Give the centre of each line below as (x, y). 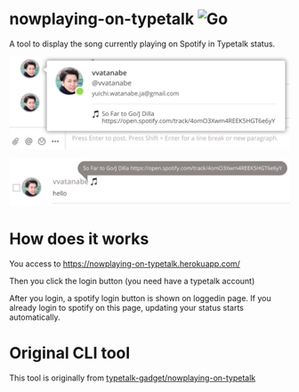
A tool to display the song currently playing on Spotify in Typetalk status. (142, 44)
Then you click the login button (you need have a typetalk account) (132, 281)
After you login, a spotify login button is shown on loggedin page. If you (140, 298)
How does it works (79, 239)
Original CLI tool (70, 353)
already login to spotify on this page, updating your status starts (127, 307)
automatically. (35, 317)
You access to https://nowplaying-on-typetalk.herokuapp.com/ (125, 264)
